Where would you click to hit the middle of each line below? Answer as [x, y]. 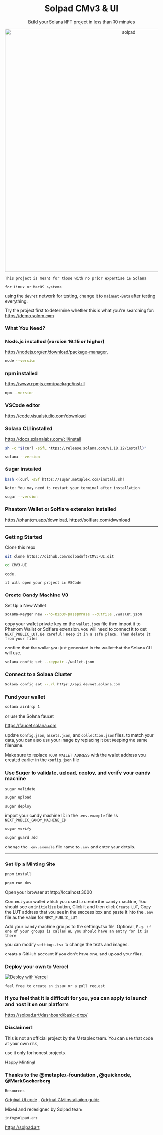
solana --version [23, 457]
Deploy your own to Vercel [37, 966]
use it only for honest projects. [36, 1053]
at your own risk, [22, 1043]
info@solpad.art [21, 1118]
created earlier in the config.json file [42, 760]
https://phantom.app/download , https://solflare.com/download [67, 520]
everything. [16, 301]
